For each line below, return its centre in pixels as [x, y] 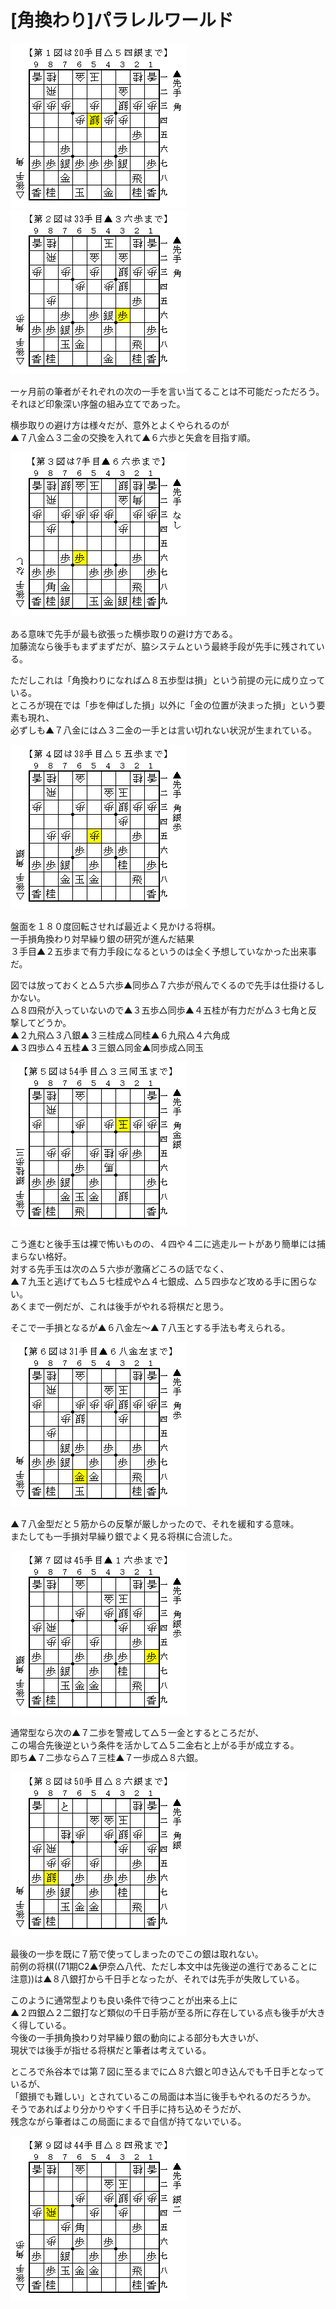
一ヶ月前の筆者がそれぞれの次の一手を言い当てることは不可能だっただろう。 [167, 391]
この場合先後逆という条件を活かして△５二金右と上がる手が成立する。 [155, 1745]
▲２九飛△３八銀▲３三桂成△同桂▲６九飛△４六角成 [120, 1035]
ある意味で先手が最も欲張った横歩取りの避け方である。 [124, 633]
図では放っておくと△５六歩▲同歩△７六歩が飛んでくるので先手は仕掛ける [163, 985]
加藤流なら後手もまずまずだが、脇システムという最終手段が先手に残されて [163, 646]
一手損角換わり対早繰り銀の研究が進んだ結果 [102, 938]
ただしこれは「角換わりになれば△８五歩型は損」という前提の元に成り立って [168, 680]
